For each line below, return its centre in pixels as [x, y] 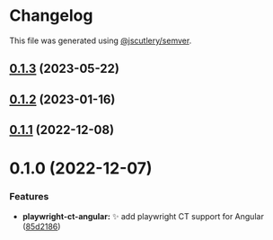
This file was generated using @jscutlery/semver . [101, 40]
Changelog [51, 16]
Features [29, 197]
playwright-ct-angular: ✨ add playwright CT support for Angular [143, 216]
